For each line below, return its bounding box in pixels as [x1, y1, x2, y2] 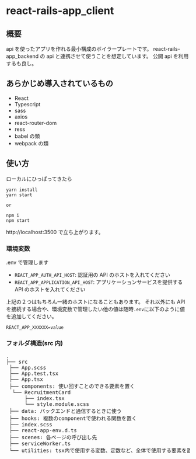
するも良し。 [6, 60, 37, 67]
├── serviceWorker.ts [9, 440, 71, 447]
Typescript [14, 100, 41, 107]
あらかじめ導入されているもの [6, 79, 114, 89]
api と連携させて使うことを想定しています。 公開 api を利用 [46, 53, 189, 60]
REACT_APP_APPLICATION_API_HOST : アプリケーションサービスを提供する [14, 279, 183, 286]
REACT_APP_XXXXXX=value [6, 324, 64, 331]
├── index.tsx [24, 395, 65, 402]
